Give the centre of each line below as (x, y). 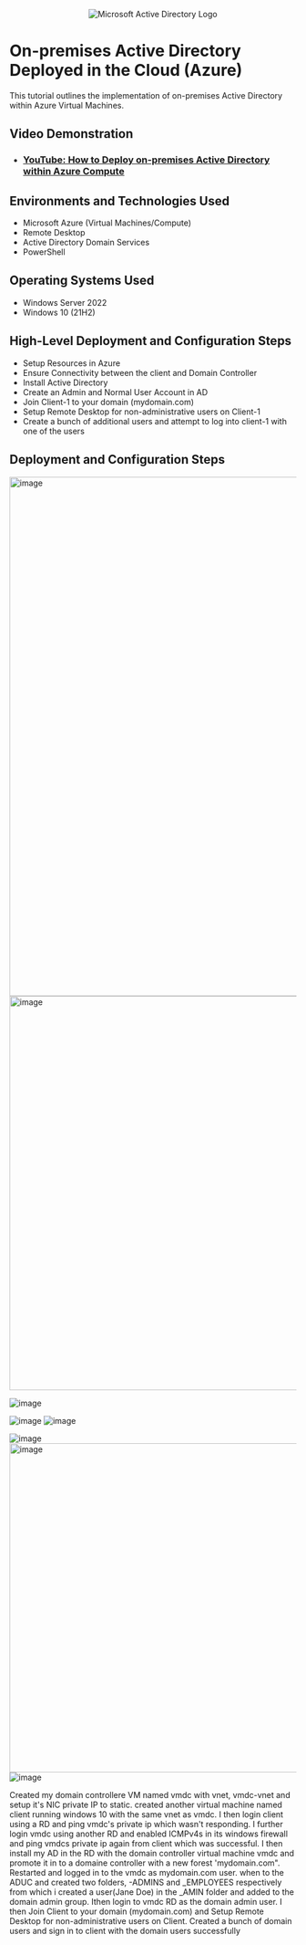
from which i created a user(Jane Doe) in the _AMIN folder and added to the (152, 1892)
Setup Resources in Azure (71, 363)
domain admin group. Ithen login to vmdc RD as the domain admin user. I (146, 1901)
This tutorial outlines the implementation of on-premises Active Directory (146, 95)
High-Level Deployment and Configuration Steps (151, 341)
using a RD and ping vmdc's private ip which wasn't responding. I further (147, 1824)
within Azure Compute (73, 172)
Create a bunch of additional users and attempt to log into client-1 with (154, 421)
